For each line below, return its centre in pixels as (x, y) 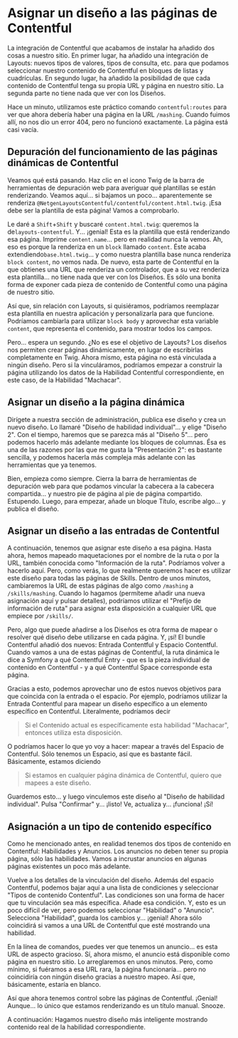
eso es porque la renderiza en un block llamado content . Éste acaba (107, 247)
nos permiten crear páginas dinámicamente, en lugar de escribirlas (106, 350)
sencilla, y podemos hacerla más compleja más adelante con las (102, 457)
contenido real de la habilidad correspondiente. (76, 1027)
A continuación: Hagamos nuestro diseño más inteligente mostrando (108, 1020)
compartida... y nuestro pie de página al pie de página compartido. (105, 493)
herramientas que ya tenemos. (52, 465)
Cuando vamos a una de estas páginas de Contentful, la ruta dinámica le (114, 652)
